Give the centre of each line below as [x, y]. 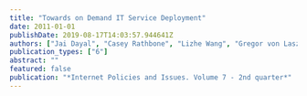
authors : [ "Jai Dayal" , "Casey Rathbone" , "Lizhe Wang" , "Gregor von [145, 43]
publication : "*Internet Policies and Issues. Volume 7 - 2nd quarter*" [151, 78]
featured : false [40, 69]
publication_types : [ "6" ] [58, 52]
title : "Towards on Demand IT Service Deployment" [108, 18]
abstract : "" [34, 60]
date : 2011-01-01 [42, 27]
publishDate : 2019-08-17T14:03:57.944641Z [91, 35]
